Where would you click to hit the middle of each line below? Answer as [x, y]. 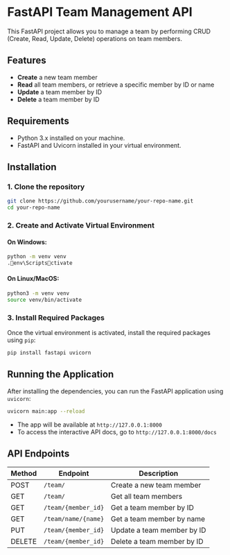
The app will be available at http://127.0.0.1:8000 [90, 425]
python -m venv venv [37, 257]
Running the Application [61, 374]
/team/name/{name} [74, 519]
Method [24, 473]
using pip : [21, 340]
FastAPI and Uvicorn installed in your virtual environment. [99, 145]
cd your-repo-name [34, 208]
